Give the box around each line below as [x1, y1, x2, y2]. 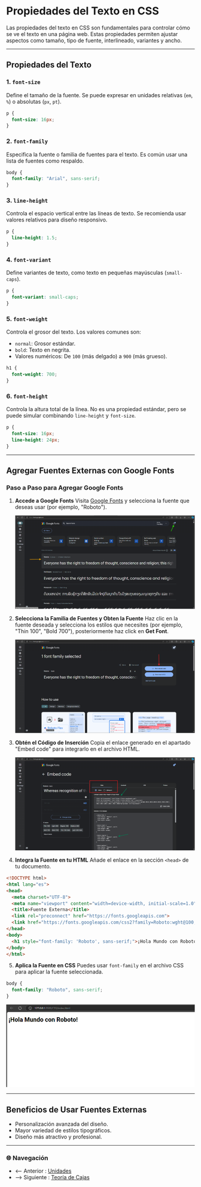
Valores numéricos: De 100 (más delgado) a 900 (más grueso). [14, 353, 167, 360]
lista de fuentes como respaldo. [6, 157, 84, 164]
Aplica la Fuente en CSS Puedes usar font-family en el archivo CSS [14, 962, 184, 969]
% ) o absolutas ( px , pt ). [6, 98, 62, 105]
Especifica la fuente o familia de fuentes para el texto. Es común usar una [6, 151, 188, 158]
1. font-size [6, 78, 41, 86]
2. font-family [6, 137, 48, 145]
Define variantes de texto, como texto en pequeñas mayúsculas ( [6, 269, 167, 277]
